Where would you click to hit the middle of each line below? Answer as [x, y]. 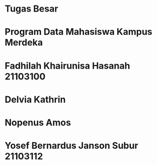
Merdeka [24, 43]
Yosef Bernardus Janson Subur [71, 146]
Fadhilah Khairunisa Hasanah [67, 66]
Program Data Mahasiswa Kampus [78, 32]
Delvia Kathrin [35, 99]
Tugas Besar [32, 9]
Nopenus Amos [38, 122]
